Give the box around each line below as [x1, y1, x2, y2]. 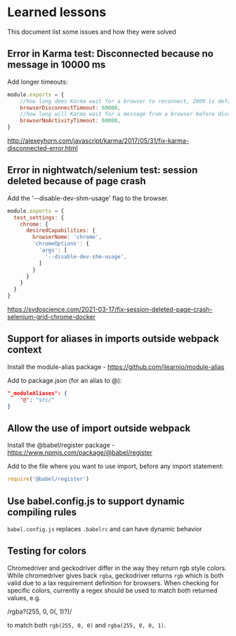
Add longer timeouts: [7, 77, 68, 86]
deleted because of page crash [7, 175, 146, 187]
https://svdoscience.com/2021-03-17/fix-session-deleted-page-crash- [7, 305, 213, 313]
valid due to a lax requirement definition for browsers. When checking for [7, 578, 219, 587]
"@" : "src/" [20, 396, 55, 403]
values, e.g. [7, 593, 41, 602]
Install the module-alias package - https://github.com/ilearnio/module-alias [7, 363, 225, 371]
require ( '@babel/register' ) [7, 476, 90, 483]
